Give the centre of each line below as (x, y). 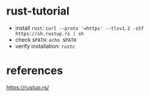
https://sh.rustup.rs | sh (49, 34)
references (35, 71)
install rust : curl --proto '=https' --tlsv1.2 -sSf (80, 28)
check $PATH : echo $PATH (46, 39)
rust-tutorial (38, 11)
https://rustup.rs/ (28, 87)
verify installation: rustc (45, 46)
